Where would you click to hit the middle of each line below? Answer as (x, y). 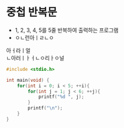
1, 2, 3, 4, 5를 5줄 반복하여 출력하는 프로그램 (66, 30)
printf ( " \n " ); (45, 108)
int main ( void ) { (28, 80)
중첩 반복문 (32, 12)
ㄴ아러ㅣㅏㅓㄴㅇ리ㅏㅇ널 (35, 58)
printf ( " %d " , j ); (61, 97)
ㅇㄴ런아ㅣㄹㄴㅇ (34, 37)
